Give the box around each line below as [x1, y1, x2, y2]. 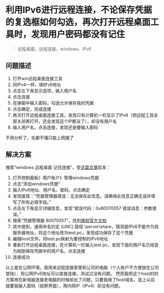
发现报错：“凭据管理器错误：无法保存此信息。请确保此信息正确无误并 [12, 193, 151, 199]
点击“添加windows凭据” [12, 181, 60, 187]
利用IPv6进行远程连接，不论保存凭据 [5, 4, 152, 16]
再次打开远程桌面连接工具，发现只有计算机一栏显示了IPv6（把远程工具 [12, 112, 154, 118]
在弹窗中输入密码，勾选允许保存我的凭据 [12, 100, 94, 105]
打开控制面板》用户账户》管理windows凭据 [12, 174, 99, 181]
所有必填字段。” [21, 199, 51, 205]
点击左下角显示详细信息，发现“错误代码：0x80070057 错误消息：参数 [12, 205, 153, 211]
